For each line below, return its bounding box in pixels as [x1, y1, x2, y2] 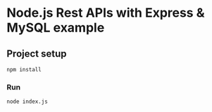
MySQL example [6, 20, 105, 36]
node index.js [6, 98, 49, 106]
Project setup [6, 48, 68, 59]
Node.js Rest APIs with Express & [6, 5, 205, 21]
